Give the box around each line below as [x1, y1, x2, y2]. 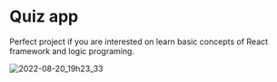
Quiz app [9, 6, 79, 27]
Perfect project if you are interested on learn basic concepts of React [9, 36, 269, 47]
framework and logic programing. [9, 45, 134, 56]
